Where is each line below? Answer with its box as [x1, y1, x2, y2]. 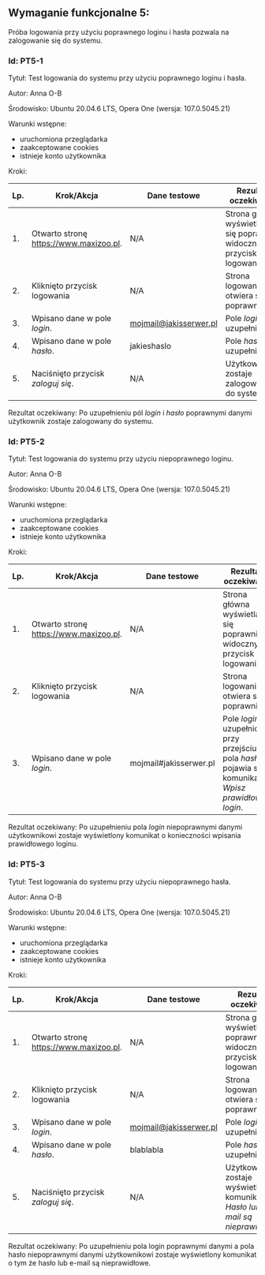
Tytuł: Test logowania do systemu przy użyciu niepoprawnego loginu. [8, 454, 234, 464]
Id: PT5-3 [8, 859, 46, 870]
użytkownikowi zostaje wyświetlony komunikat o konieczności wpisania [8, 831, 241, 840]
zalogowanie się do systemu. [8, 36, 103, 45]
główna [222, 599, 250, 610]
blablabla [129, 1144, 164, 1155]
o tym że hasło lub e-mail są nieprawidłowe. [8, 1258, 151, 1267]
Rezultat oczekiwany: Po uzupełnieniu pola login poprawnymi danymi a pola [8, 1241, 255, 1251]
